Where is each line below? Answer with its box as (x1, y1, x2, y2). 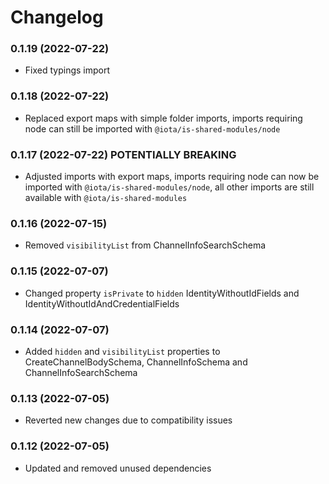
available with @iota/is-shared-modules (24, 192, 188, 204)
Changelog (10, 6, 104, 29)
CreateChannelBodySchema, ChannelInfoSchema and (24, 356, 248, 368)
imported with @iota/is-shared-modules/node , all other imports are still (24, 181, 315, 193)
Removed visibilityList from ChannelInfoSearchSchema (24, 239, 267, 251)
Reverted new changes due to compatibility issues (24, 414, 233, 426)
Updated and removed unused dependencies (24, 462, 212, 474)
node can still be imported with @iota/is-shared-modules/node (24, 122, 281, 135)
